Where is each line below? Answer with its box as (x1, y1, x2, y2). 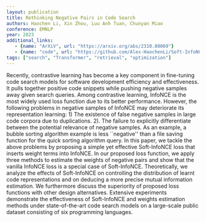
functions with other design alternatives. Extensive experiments (6, 188, 167, 196)
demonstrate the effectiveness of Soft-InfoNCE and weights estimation (6, 195, 185, 202)
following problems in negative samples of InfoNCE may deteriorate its (6, 104, 185, 111)
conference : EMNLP (6, 26, 53, 33)
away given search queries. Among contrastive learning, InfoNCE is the (6, 91, 186, 98)
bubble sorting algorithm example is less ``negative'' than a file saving (6, 130, 183, 137)
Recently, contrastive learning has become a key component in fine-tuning (6, 71, 195, 78)
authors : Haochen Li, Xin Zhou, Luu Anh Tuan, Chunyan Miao (6, 20, 164, 26)
